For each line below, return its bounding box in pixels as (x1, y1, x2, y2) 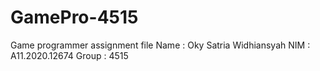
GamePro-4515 (10, 6, 139, 29)
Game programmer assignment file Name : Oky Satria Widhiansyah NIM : (10, 39, 311, 51)
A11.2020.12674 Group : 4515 (10, 49, 129, 61)
